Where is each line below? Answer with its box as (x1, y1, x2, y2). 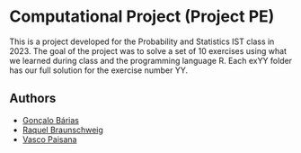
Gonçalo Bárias (22, 114, 79, 125)
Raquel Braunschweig (22, 124, 103, 135)
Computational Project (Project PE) (9, 6, 275, 27)
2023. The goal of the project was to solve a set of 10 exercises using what (9, 45, 288, 56)
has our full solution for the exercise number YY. (9, 65, 189, 76)
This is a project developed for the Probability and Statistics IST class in (9, 36, 275, 47)
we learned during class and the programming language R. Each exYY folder (9, 55, 293, 66)
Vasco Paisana (22, 133, 77, 145)
